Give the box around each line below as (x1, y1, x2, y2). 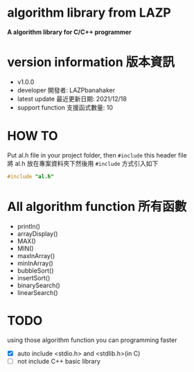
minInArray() (17, 259, 53, 267)
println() (17, 222, 40, 230)
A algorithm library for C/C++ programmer (7, 28, 132, 36)
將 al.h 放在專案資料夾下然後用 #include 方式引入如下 (7, 159, 159, 167)
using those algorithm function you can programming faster (7, 335, 177, 344)
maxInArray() (17, 251, 55, 260)
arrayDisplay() (17, 229, 58, 237)
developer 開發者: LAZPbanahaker (17, 85, 116, 94)
